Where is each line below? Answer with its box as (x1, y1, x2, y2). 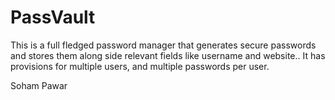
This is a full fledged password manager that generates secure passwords (10, 39, 317, 51)
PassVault (10, 6, 96, 29)
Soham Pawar (10, 79, 68, 91)
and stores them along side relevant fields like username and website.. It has (10, 49, 326, 61)
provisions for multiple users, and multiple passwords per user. (10, 60, 270, 72)
